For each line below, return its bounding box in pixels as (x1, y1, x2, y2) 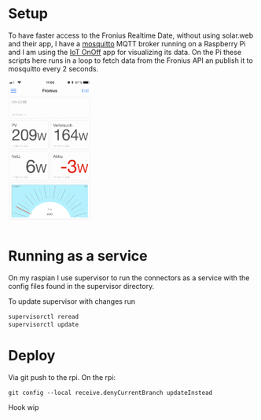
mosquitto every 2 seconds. (8, 64, 99, 73)
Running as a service (8, 247, 148, 265)
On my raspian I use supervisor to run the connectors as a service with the (8, 272, 250, 283)
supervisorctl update (8, 320, 79, 328)
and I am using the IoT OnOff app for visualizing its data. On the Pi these (8, 47, 242, 57)
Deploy (8, 347, 56, 365)
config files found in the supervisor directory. (8, 281, 155, 290)
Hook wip (8, 402, 39, 412)
